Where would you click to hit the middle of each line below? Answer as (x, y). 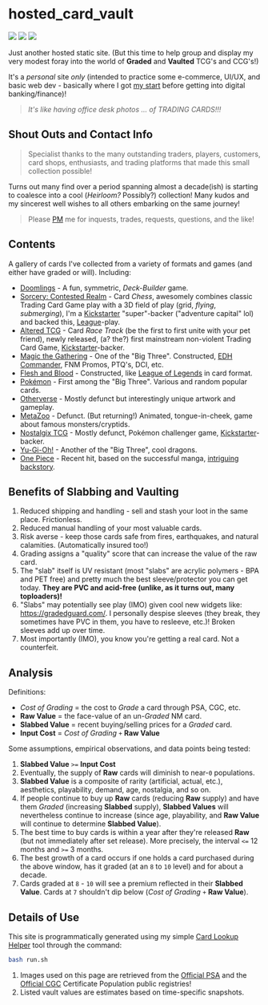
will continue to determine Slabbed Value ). (90, 824)
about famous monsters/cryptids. (75, 424)
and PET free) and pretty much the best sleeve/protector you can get (134, 579)
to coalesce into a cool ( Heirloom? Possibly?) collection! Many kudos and (129, 195)
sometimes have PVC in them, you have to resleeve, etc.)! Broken (127, 622)
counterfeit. (39, 647)
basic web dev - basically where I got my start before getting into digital (127, 85)
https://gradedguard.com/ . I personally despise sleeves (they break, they (140, 614)
